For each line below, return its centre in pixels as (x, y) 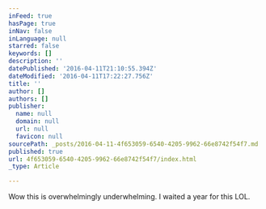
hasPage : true (32, 23)
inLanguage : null (38, 38)
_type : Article (34, 167)
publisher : (27, 106)
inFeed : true (30, 16)
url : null (32, 129)
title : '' (25, 83)
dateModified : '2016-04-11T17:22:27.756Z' (81, 76)
